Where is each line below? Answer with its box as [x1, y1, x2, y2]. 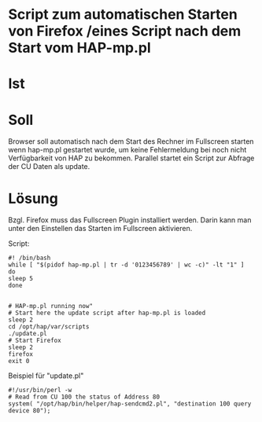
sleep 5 [8, 275, 34, 283]
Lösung [8, 189, 59, 207]
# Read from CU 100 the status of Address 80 [8, 393, 160, 402]
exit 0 [8, 358, 30, 365]
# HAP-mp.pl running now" [8, 303, 93, 310]
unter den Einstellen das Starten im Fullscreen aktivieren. [8, 224, 193, 233]
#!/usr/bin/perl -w [8, 387, 72, 394]
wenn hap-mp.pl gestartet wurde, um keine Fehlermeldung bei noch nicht [8, 145, 247, 155]
